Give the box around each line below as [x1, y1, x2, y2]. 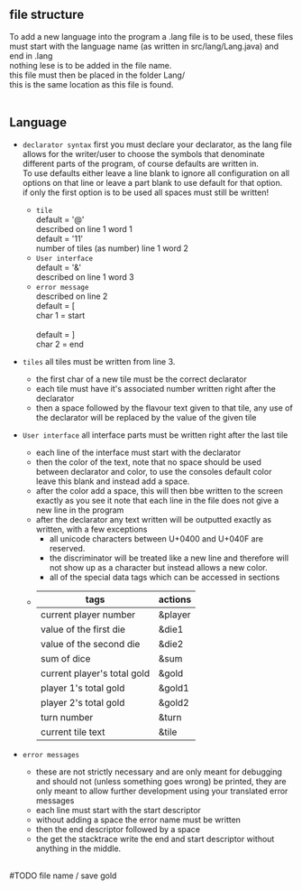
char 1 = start [35, 310, 86, 320]
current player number [40, 608, 136, 621]
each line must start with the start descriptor [35, 804, 201, 815]
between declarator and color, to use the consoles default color [35, 466, 272, 477]
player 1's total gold [40, 681, 125, 694]
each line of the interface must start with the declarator [35, 447, 242, 458]
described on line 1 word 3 [35, 271, 134, 283]
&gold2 [158, 696, 189, 709]
